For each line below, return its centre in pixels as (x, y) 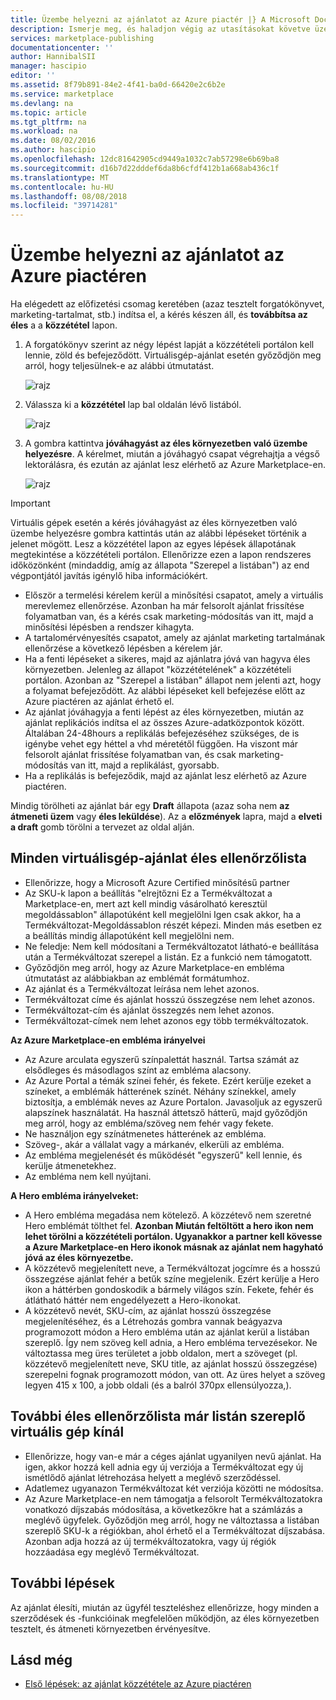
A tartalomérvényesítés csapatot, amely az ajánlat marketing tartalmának (175, 638)
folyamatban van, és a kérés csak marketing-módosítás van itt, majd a (169, 617)
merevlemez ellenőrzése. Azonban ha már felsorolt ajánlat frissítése (164, 606)
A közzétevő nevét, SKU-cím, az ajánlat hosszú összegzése (148, 1310)
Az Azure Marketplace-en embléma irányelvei (108, 1040)
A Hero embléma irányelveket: (74, 1195)
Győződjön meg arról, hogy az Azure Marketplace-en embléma (154, 967)
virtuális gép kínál (67, 1432)
